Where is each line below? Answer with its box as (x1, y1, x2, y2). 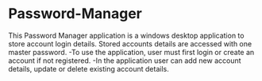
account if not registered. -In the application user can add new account (8, 56, 241, 65)
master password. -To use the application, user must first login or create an (8, 47, 255, 57)
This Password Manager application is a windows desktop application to (8, 31, 245, 40)
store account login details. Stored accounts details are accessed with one (8, 39, 252, 48)
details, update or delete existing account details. (8, 64, 169, 73)
